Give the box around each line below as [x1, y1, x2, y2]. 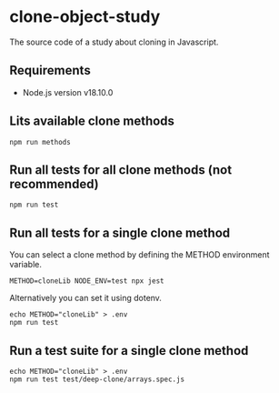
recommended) [9, 176, 99, 192]
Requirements [9, 63, 91, 78]
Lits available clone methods [9, 114, 175, 129]
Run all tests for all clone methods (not [9, 162, 233, 177]
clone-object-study [9, 6, 161, 27]
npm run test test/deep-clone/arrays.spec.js [9, 375, 184, 384]
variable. [9, 259, 43, 270]
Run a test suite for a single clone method [9, 343, 249, 358]
